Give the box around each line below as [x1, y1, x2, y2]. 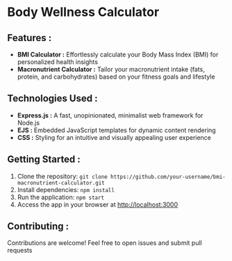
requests [7, 246, 33, 255]
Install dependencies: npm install [17, 185, 115, 193]
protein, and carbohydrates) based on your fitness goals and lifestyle [17, 72, 215, 81]
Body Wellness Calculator [7, 4, 160, 20]
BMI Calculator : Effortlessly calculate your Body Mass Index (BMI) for [17, 50, 219, 58]
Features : [7, 32, 52, 44]
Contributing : [7, 221, 69, 232]
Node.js [17, 118, 40, 127]
